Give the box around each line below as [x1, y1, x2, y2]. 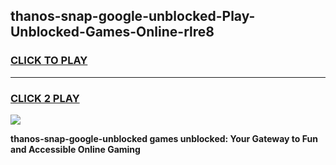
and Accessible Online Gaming [10, 143, 141, 155]
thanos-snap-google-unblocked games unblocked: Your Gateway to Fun [10, 132, 318, 144]
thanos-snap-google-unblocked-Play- [10, 8, 256, 25]
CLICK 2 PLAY [10, 91, 80, 105]
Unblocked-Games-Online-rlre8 [10, 24, 215, 41]
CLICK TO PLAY [10, 54, 88, 68]
